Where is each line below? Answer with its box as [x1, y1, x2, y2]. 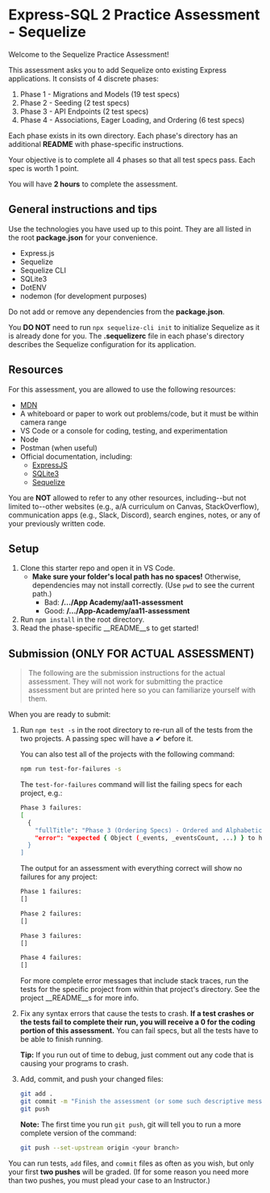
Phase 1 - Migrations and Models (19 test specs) [19, 89, 180, 98]
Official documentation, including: [19, 451, 133, 461]
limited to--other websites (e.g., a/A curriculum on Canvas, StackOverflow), [8, 501, 260, 511]
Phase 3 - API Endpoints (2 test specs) [19, 107, 149, 116]
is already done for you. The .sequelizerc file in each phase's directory [8, 331, 244, 341]
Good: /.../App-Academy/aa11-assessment [44, 606, 190, 616]
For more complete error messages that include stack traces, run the [19, 976, 249, 986]
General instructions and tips [8, 203, 158, 216]
